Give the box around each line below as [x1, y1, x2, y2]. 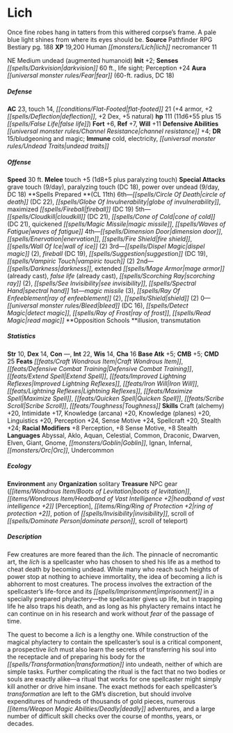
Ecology [7, 462, 32, 470]
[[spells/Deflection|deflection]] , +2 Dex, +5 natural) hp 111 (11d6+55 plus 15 [7, 112, 222, 120]
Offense [7, 158, 31, 166]
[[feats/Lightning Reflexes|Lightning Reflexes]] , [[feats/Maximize [7, 386, 193, 395]
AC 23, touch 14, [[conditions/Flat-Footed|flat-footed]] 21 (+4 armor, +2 [7, 105, 213, 113]
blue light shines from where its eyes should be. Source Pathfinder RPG [7, 35, 213, 43]
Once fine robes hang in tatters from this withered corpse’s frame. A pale [7, 28, 217, 36]
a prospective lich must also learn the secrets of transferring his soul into [7, 645, 217, 653]
